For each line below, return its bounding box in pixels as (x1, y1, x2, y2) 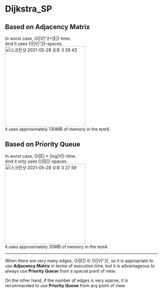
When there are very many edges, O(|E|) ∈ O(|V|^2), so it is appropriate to (5, 258, 154, 263)
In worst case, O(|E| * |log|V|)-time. (5, 153, 77, 159)
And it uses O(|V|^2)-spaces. (5, 41, 63, 47)
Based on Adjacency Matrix (5, 23, 90, 31)
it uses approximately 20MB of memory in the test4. (5, 244, 109, 249)
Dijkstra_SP (5, 3, 52, 15)
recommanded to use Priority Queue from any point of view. (5, 282, 126, 288)
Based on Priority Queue (5, 140, 81, 148)
